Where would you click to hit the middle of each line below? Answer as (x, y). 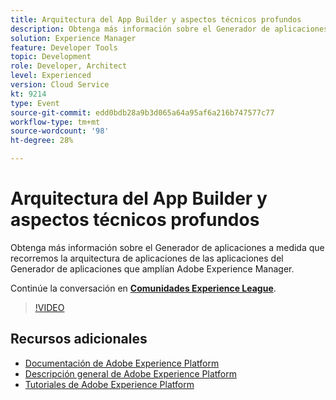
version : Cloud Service (60, 85)
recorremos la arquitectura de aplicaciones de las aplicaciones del (147, 258)
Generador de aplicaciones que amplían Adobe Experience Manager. (152, 268)
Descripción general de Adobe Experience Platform (130, 373)
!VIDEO (49, 307)
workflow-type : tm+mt (55, 122)
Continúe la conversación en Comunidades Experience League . (143, 288)
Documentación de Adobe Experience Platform (122, 363)
